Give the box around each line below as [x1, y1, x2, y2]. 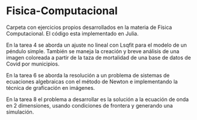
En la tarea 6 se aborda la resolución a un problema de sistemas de [6, 72, 170, 79]
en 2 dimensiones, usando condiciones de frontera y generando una [6, 102, 173, 109]
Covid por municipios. [6, 60, 60, 67]
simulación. [6, 108, 34, 115]
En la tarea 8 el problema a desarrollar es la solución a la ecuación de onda [6, 96, 189, 103]
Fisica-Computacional [6, 4, 118, 18]
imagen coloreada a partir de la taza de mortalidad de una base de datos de [6, 54, 191, 61]
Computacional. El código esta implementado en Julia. [6, 30, 139, 37]
